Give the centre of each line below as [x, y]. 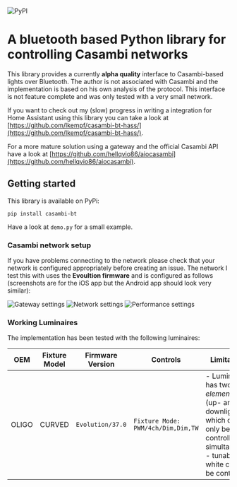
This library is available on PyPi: [54, 201]
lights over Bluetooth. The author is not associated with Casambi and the [113, 81]
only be [218, 429]
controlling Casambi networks [98, 55]
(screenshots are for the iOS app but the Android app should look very [109, 283]
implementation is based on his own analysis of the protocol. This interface [116, 89]
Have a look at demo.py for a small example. [70, 227]
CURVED [54, 425]
